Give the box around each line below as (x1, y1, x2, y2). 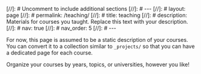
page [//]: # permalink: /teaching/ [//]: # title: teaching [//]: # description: (6, 12, 187, 19)
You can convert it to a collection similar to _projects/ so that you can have (6, 42, 196, 50)
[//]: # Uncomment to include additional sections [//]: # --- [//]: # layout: (6, 5, 186, 12)
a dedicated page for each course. (6, 49, 93, 56)
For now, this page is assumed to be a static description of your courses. (6, 36, 188, 43)
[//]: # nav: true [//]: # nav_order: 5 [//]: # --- (6, 24, 117, 32)
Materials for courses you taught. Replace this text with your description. (6, 18, 188, 25)
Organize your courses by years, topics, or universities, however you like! (6, 61, 190, 68)
